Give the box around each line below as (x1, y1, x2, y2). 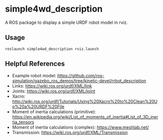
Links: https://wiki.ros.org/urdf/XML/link (12, 83, 92, 88)
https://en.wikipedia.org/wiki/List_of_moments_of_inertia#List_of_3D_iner (12, 114, 158, 120)
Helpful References (5, 60, 65, 68)
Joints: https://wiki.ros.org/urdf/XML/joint (12, 88, 95, 94)
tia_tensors (12, 119, 35, 125)
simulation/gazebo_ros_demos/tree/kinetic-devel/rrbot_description (12, 78, 146, 84)
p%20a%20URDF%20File (12, 104, 65, 109)
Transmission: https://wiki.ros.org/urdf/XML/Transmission (12, 129, 128, 135)
